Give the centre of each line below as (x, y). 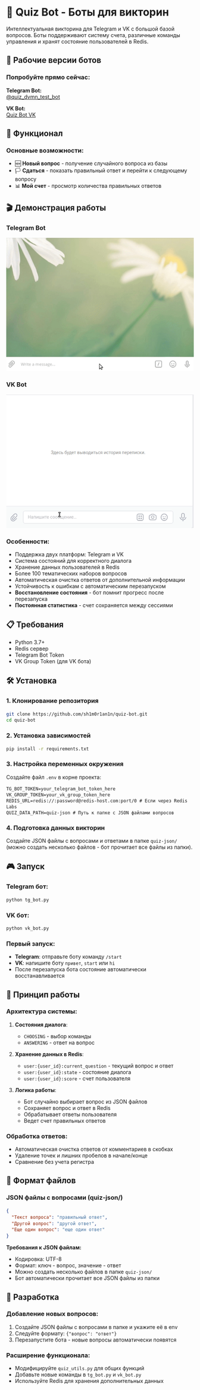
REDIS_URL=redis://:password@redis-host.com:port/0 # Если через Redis (97, 801)
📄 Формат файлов (41, 1181)
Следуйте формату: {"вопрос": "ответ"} (66, 1333)
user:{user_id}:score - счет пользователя (77, 1078)
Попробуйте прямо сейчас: (48, 77)
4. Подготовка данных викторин (56, 828)
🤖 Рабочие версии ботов (54, 60)
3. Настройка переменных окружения (65, 764)
